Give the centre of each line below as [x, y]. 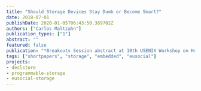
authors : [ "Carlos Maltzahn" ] [44, 28]
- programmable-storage [36, 73]
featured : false [26, 45]
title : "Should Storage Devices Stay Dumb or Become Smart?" [84, 12]
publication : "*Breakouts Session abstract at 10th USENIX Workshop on [97, 51]
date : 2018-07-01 [28, 17]
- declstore [21, 67]
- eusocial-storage [31, 78]
